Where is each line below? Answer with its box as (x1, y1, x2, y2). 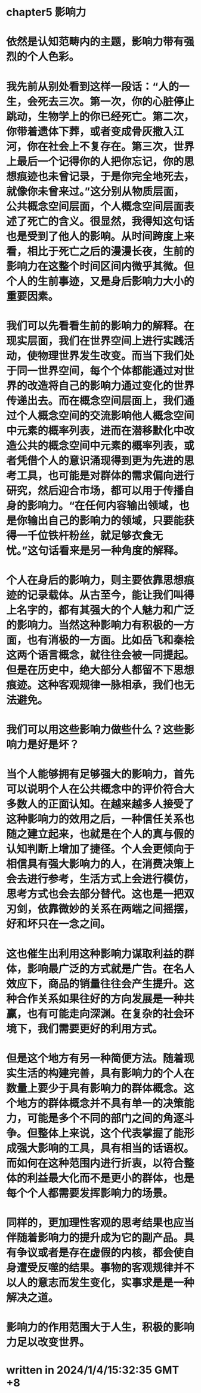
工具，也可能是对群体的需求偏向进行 (17, 469, 195, 482)
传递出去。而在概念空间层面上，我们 (6, 394, 184, 407)
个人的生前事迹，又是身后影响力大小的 (6, 274, 195, 288)
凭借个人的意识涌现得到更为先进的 (17, 454, 184, 467)
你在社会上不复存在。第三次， (27, 140, 174, 153)
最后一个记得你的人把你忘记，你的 (17, 155, 184, 168)
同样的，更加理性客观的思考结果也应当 (6, 1216, 195, 1229)
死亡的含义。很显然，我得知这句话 (27, 214, 195, 228)
